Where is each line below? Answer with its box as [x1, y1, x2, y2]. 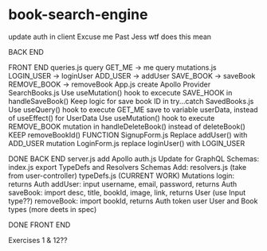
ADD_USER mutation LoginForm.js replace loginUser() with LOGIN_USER [8, 138, 245, 148]
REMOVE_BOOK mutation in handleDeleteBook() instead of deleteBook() [8, 122, 245, 131]
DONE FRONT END [8, 220, 71, 230]
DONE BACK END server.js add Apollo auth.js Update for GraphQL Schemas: [8, 153, 260, 164]
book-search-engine [8, 6, 148, 24]
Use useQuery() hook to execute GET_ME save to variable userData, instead [8, 105, 258, 114]
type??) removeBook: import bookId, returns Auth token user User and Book [8, 196, 258, 206]
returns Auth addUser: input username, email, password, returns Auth [8, 179, 238, 188]
